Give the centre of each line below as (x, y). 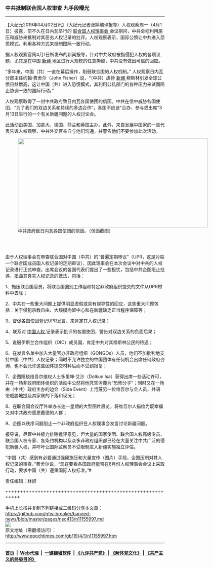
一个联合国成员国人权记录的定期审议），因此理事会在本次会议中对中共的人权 (84, 263)
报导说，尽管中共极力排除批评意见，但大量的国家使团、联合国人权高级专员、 (85, 434)
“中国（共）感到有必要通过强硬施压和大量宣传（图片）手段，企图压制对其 (82, 458)
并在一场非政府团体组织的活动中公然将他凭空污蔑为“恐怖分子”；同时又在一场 (85, 383)
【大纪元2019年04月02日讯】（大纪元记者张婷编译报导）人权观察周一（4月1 (83, 25)
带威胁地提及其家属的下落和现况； (41, 396)
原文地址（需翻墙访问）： (31, 530)
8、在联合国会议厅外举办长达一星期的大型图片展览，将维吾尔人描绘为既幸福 (84, 406)
